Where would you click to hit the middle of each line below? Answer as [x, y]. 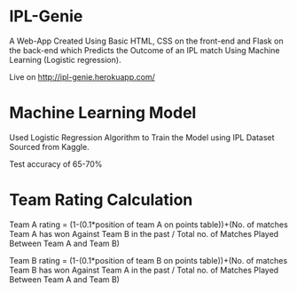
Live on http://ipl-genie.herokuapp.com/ [82, 76]
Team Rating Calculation [101, 200]
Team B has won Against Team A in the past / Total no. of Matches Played [144, 270]
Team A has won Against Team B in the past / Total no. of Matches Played [144, 233]
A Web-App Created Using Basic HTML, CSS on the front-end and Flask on [146, 41]
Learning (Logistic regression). [65, 59]
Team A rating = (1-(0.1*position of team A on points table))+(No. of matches [148, 225]
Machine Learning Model [103, 113]
